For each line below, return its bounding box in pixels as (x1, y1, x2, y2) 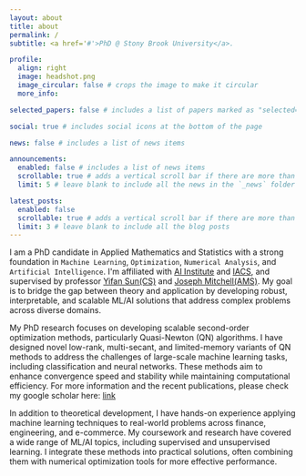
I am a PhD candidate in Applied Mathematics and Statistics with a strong (9, 247, 284, 258)
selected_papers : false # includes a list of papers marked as (9, 106, 255, 115)
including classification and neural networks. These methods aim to (9, 361, 263, 372)
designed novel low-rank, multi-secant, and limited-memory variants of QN (9, 342, 291, 353)
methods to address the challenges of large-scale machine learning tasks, (9, 351, 289, 362)
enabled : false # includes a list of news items (17, 163, 206, 173)
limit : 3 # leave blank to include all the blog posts (17, 222, 230, 231)
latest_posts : (9, 197, 64, 206)
